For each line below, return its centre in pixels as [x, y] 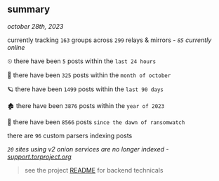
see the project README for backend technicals [94, 170]
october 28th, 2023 [35, 26]
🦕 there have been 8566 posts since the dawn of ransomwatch [96, 122]
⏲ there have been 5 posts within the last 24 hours [82, 61]
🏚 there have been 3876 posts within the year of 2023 [86, 105]
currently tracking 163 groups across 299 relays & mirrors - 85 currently [109, 40]
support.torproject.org [39, 156]
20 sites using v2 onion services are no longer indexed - [88, 149]
